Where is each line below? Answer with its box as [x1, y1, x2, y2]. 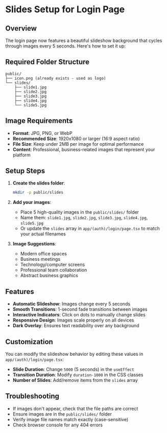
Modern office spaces [20, 250, 67, 257]
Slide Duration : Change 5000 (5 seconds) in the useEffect [12, 366, 134, 372]
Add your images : [12, 199, 52, 206]
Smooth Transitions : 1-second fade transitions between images [12, 306, 148, 312]
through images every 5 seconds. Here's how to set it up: [5, 43, 126, 49]
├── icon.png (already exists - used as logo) [5, 76, 106, 81]
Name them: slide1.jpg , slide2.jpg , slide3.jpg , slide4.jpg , [20, 215, 148, 221]
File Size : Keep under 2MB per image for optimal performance [12, 141, 144, 147]
